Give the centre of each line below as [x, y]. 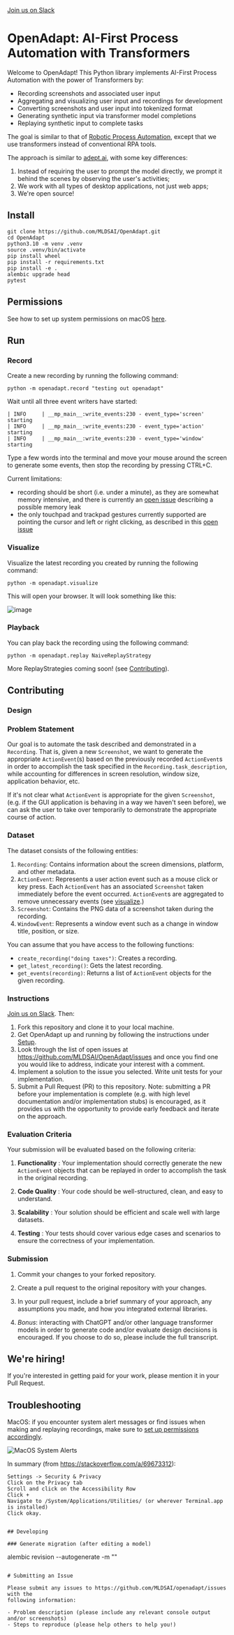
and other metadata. [46, 871]
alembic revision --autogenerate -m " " [62, 1557]
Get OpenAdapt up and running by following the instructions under [113, 1035]
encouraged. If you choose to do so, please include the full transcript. [118, 1337]
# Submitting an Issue [40, 1576]
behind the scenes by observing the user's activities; [93, 178]
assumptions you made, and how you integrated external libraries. [112, 1309]
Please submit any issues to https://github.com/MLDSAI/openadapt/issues [117, 1588]
